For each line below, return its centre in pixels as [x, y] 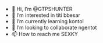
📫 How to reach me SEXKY [45, 34]
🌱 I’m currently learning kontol [48, 21]
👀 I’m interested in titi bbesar [46, 15]
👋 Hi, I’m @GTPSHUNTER [42, 9]
